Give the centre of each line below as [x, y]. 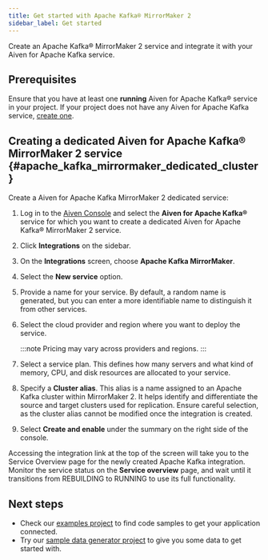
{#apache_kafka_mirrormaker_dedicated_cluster [133, 166]
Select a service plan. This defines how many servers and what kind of [136, 364]
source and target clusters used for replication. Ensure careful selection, [139, 406]
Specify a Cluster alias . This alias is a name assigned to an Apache [131, 388]
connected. [39, 531]
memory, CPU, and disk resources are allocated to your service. [125, 373]
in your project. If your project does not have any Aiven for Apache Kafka [129, 107]
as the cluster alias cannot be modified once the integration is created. [136, 414]
